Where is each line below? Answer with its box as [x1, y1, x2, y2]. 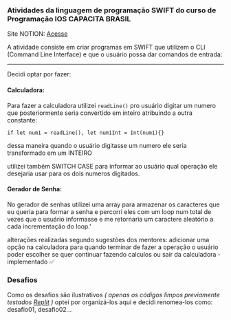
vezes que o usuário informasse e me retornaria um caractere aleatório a [7, 215, 214, 223]
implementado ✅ [7, 257, 55, 266]
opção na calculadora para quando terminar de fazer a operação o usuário [7, 243, 219, 251]
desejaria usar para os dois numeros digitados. [7, 169, 140, 178]
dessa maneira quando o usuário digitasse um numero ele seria [7, 141, 187, 149]
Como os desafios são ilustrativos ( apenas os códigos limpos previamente [7, 291, 220, 299]
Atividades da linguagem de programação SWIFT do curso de [7, 6, 217, 15]
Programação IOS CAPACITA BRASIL [7, 14, 131, 23]
